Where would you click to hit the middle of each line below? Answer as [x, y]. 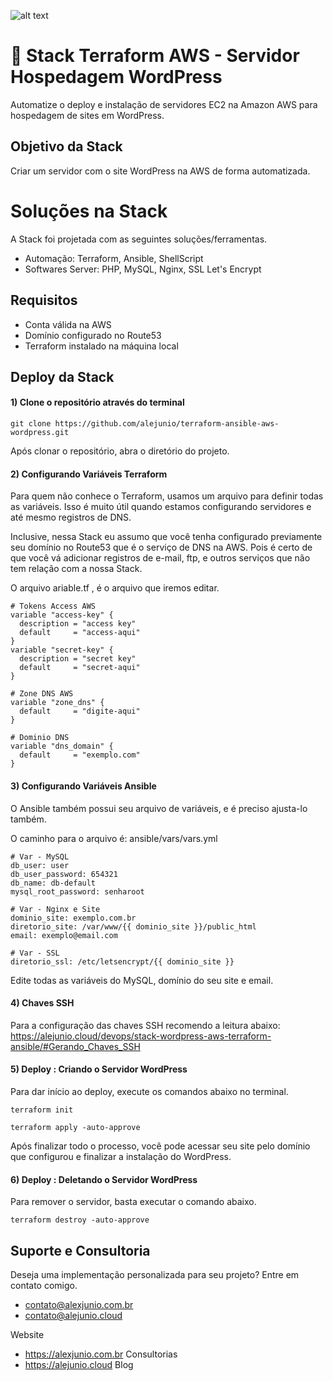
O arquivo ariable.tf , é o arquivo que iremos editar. [115, 588]
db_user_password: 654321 [64, 874]
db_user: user [40, 865]
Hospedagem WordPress [116, 77]
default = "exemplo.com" [80, 755]
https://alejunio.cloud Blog [79, 1364]
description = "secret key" [78, 659]
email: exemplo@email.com [64, 935]
